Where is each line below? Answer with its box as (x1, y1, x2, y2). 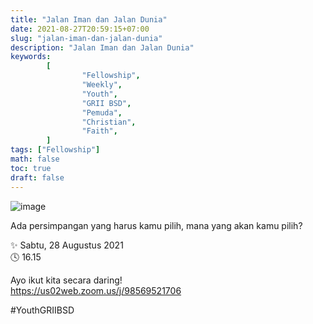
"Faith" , (81, 126, 118, 136)
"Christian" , (81, 117, 137, 127)
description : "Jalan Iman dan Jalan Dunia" (10, 42, 195, 53)
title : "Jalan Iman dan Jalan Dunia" (10, 14, 168, 25)
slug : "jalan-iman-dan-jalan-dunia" (10, 33, 163, 43)
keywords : (10, 52, 52, 62)
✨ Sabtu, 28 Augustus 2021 (10, 239, 124, 251)
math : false (10, 154, 60, 164)
